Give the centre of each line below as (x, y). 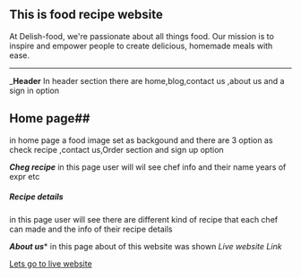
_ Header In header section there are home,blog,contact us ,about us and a (147, 80)
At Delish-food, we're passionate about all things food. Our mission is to (142, 36)
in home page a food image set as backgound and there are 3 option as (141, 140)
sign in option (34, 90)
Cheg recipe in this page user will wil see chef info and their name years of (148, 167)
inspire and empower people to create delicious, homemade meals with (141, 46)
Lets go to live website (51, 264)
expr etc (25, 176)
